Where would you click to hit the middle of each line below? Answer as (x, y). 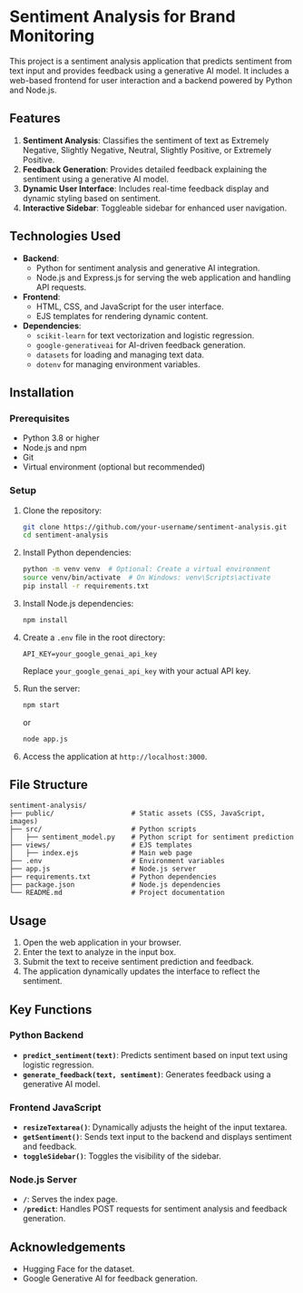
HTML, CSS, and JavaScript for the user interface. (130, 306)
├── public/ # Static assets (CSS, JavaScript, (137, 813)
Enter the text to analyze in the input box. (99, 952)
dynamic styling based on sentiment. (92, 198)
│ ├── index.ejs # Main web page (101, 853)
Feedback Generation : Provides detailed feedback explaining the (145, 169)
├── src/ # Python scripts (103, 830)
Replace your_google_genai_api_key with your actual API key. (137, 671)
